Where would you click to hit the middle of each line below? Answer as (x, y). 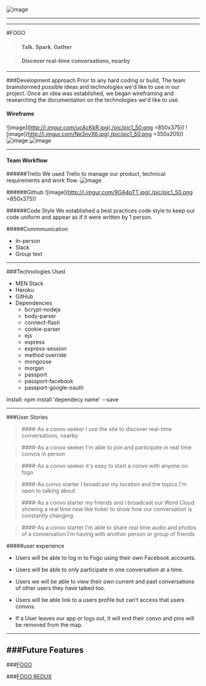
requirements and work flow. (42, 180)
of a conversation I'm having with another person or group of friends (108, 534)
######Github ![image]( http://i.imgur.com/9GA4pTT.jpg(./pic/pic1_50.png (100, 192)
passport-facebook (49, 381)
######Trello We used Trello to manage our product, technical (86, 174)
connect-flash (42, 322)
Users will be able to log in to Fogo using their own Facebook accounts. (105, 558)
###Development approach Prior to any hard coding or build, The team (96, 80)
